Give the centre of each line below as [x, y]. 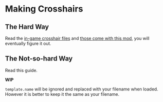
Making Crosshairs [44, 9]
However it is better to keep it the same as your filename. [62, 94]
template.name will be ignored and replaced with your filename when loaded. [81, 89]
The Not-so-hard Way [39, 59]
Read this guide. [21, 70]
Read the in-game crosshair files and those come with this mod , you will [77, 38]
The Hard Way [27, 27]
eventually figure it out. [28, 44]
